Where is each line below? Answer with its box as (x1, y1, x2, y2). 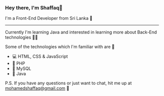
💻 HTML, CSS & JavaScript (12, 53, 68, 60)
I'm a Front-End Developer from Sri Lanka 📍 (5, 16, 93, 21)
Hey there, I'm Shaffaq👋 (5, 4, 63, 11)
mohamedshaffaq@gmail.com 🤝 (5, 85, 70, 91)
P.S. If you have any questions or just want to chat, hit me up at (5, 80, 132, 86)
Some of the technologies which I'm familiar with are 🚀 (5, 44, 115, 50)
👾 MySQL (12, 65, 32, 72)
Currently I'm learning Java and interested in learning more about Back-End (5, 29, 157, 35)
